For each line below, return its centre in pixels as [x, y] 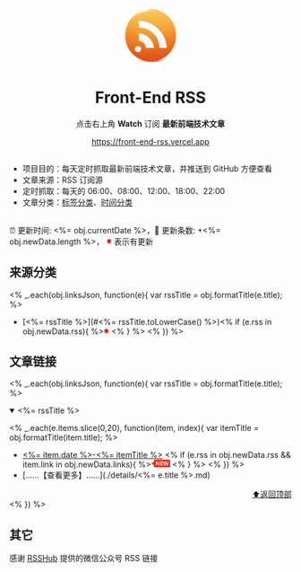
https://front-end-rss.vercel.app [150, 141]
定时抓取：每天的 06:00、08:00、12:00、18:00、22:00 [124, 191]
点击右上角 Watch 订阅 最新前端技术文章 [150, 123]
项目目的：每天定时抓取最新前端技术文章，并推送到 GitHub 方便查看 [147, 169]
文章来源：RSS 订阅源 [62, 180]
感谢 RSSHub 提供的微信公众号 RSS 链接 [84, 559]
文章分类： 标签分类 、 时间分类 [77, 202]
